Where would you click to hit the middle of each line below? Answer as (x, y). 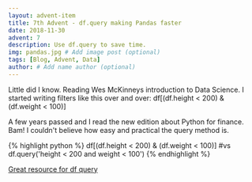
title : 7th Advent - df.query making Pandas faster (95, 23)
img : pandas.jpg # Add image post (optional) (84, 52)
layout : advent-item (42, 15)
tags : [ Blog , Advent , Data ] (55, 60)
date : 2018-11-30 (37, 30)
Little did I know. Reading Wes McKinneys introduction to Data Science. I (126, 89)
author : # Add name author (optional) (72, 67)
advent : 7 (24, 38)
